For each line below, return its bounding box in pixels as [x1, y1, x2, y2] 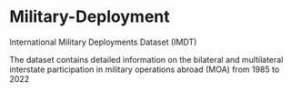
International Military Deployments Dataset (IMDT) [9, 36, 197, 47]
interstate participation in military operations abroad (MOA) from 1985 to [9, 64, 280, 75]
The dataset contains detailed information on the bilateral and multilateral [9, 54, 284, 65]
